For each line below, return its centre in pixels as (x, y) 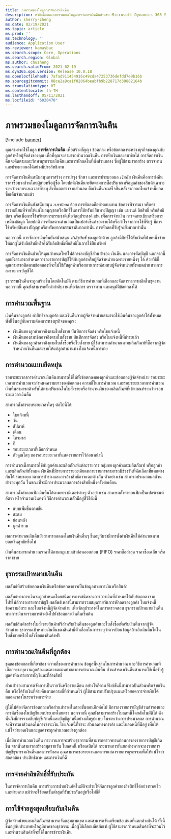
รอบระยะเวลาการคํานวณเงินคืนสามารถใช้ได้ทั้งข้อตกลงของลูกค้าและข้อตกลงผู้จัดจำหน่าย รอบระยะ (85, 377)
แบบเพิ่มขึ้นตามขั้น (28, 509)
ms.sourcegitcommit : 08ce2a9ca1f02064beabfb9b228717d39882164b (74, 81)
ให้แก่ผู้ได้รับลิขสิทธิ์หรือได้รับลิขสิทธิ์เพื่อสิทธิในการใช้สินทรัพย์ (56, 243)
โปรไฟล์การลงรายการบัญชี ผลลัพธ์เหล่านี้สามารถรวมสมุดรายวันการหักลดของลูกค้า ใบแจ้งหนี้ (81, 602)
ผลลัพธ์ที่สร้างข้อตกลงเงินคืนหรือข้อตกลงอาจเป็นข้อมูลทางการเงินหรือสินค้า (66, 586)
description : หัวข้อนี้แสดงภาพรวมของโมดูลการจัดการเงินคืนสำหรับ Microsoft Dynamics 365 (83, 15)
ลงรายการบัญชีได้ (20, 271)
